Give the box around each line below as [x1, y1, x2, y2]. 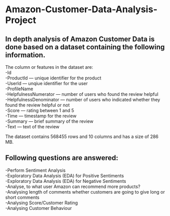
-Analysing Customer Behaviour [5, 205, 72, 211]
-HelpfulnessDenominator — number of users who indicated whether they [5, 97, 160, 102]
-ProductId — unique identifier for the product [5, 75, 101, 81]
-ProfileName [5, 86, 33, 92]
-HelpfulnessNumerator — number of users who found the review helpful [5, 91, 159, 97]
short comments [5, 194, 40, 200]
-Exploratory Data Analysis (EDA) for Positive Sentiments [5, 172, 124, 179]
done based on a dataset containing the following [5, 42, 165, 51]
